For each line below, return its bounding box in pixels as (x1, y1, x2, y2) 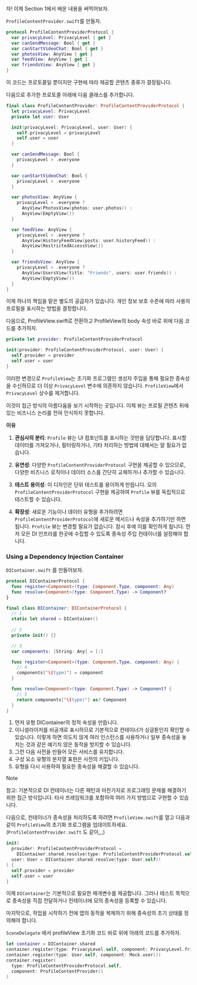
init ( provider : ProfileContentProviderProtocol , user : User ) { (6, 347, 164, 353)
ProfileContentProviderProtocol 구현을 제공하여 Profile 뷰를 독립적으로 (14, 488, 186, 495)
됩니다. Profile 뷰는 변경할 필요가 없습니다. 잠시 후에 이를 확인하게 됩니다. (14, 522, 185, 529)
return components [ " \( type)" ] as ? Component (16, 697, 127, 702)
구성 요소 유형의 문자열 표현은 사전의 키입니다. (14, 756, 120, 763)
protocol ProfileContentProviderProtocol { (6, 29, 114, 35)
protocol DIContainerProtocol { (6, 578, 85, 585)
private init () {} (11, 632, 57, 638)
